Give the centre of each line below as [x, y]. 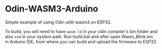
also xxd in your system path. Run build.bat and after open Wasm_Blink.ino [79, 37]
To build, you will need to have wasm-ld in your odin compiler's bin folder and [81, 31]
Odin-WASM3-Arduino [52, 9]
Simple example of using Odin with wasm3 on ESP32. [58, 22]
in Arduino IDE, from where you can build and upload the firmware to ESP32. [81, 41]
